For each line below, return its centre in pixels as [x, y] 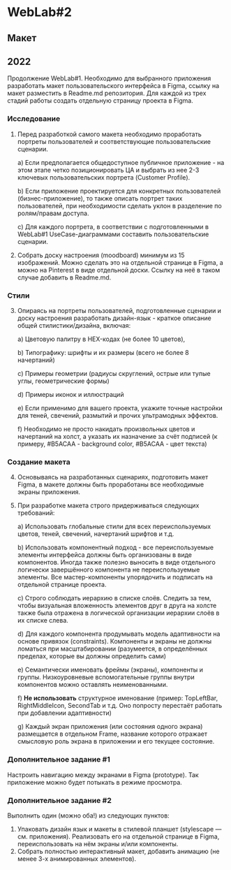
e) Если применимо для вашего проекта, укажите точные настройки [120, 408]
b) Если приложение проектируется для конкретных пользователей [119, 191]
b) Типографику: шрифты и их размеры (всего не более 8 [103, 352]
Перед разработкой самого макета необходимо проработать [110, 134]
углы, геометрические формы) [63, 381]
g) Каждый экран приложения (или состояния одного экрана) [110, 727]
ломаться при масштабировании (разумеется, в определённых [112, 649]
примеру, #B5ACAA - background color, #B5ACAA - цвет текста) [112, 444]
